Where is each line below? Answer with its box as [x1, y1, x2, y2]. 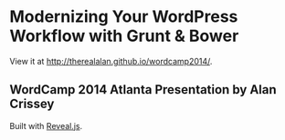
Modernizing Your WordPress [9, 6, 238, 27]
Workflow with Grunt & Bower [9, 25, 239, 46]
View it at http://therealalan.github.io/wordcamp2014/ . [9, 55, 213, 66]
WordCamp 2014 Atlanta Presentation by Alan [9, 82, 277, 97]
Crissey [9, 96, 55, 112]
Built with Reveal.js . [9, 120, 83, 131]
